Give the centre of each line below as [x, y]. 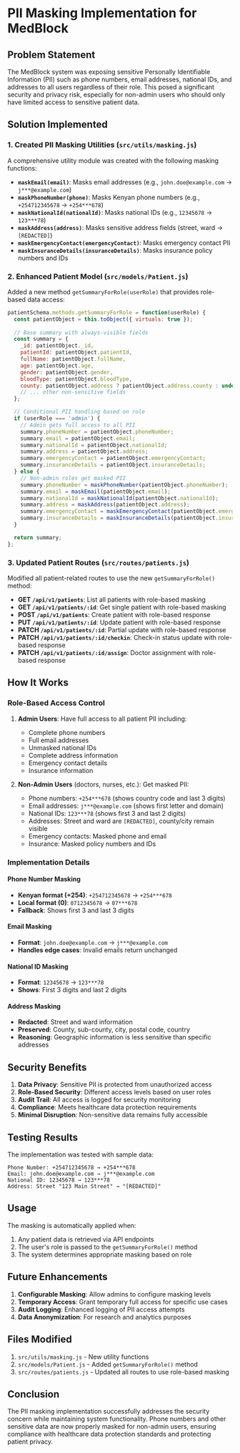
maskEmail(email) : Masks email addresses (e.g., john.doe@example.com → [125, 182]
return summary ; [38, 537]
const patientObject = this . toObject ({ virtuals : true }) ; [104, 319]
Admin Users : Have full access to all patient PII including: [102, 719]
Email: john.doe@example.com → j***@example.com [81, 1174]
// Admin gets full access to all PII [78, 425]
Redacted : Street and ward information [75, 1022]
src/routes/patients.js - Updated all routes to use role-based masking [124, 1372]
